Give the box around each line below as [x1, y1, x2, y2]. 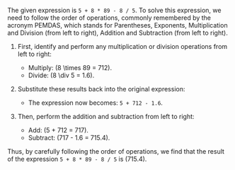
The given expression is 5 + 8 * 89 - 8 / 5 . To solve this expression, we [7, 6, 222, 14]
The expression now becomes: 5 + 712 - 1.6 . [28, 98, 163, 107]
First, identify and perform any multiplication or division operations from [17, 42, 228, 50]
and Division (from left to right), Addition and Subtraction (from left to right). [7, 28, 228, 37]
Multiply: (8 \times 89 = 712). [28, 64, 112, 72]
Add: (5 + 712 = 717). [28, 126, 88, 134]
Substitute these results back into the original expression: [17, 85, 185, 93]
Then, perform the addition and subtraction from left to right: [17, 113, 195, 120]
